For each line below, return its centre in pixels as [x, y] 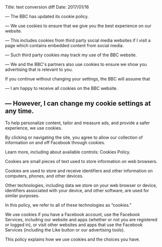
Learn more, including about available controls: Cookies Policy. [68, 152]
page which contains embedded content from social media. [65, 45]
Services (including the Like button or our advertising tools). [65, 230]
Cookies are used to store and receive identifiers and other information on [79, 171]
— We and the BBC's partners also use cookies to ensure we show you [76, 64]
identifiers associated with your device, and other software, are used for [77, 190]
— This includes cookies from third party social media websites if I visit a [78, 40]
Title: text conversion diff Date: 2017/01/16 [47, 7]
